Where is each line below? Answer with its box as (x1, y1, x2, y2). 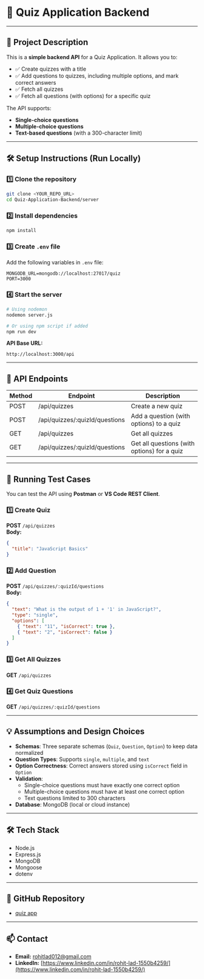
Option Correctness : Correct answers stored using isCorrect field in (15, 762, 188, 769)
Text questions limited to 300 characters (24, 794, 126, 802)
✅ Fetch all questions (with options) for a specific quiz (15, 92, 151, 99)
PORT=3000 (6, 275, 32, 282)
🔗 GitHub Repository (6, 893, 85, 903)
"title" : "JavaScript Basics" (12, 546, 88, 552)
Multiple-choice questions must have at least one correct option (24, 788, 185, 795)
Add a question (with (131, 412, 190, 420)
